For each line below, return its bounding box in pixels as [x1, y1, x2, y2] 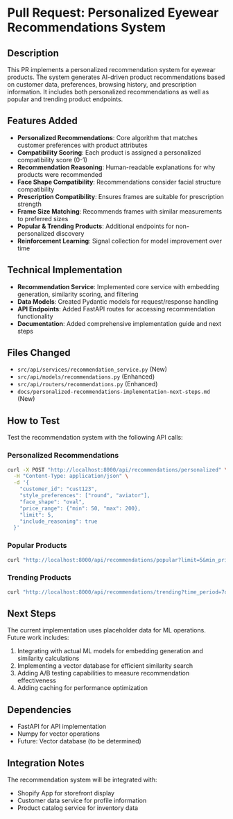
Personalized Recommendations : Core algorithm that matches [17, 133, 198, 141]
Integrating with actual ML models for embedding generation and [17, 647, 203, 655]
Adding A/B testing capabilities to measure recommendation [17, 669, 190, 678]
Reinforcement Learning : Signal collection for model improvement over [17, 236, 223, 245]
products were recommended [17, 170, 103, 178]
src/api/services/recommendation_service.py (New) [17, 365, 168, 374]
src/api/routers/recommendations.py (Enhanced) [17, 380, 158, 388]
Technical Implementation [7, 264, 123, 276]
